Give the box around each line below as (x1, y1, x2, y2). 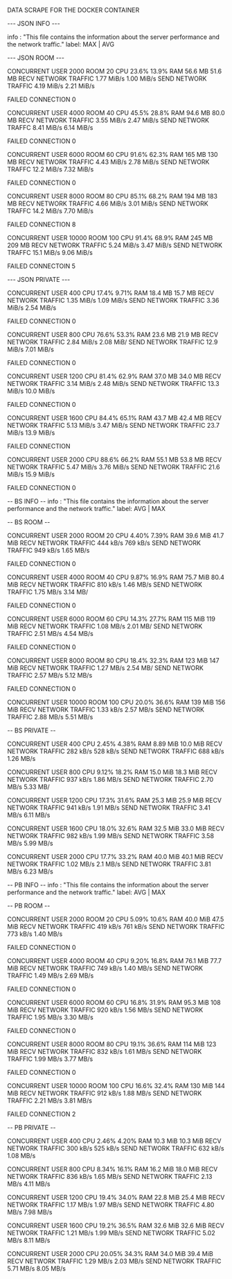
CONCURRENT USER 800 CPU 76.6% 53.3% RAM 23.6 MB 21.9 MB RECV (7, 331, 219, 339)
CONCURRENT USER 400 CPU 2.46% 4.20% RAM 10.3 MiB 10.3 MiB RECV (7, 1137, 222, 1145)
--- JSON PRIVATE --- (7, 276, 71, 283)
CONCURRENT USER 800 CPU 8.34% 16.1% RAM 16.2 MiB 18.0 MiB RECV (7, 1165, 218, 1173)
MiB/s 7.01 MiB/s (7, 345, 54, 353)
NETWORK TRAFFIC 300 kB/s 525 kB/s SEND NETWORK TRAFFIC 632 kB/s (7, 1144, 224, 1152)
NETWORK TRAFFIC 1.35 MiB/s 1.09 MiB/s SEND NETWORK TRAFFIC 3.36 (7, 296, 220, 304)
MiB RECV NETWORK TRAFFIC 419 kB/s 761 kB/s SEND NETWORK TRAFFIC (7, 923, 225, 930)
